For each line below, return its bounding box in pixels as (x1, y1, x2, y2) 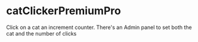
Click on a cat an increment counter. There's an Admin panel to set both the (6, 24, 192, 31)
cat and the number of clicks (6, 30, 77, 37)
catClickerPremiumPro (6, 4, 121, 18)
